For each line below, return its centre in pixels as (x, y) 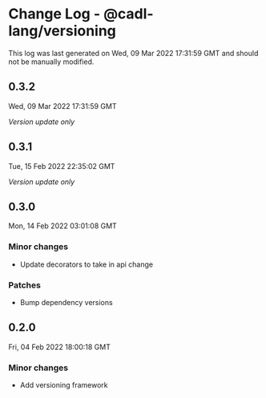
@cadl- (128, 14)
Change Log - (54, 14)
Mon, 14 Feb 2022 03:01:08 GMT (63, 226)
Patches (25, 285)
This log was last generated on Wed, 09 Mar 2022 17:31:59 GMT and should (133, 53)
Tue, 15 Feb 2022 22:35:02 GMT (62, 166)
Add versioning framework (64, 385)
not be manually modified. (51, 62)
